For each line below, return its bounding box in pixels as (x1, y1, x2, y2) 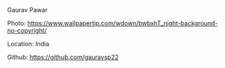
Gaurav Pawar (7, 6, 48, 14)
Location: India (7, 40, 50, 47)
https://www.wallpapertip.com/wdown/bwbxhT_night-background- (27, 19, 218, 27)
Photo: (7, 19, 26, 27)
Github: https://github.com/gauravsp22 (7, 53, 119, 61)
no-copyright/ (7, 27, 47, 34)
